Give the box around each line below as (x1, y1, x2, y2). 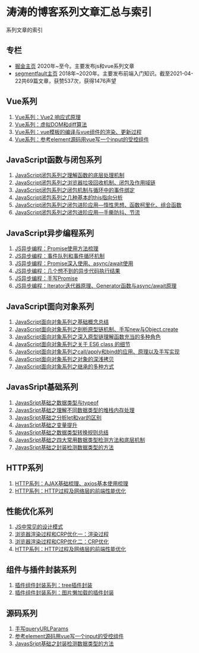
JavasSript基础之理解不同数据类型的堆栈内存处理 (14, 406, 135, 413)
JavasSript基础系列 (6, 382, 78, 392)
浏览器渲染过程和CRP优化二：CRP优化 (14, 538, 109, 545)
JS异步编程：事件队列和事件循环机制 (14, 253, 105, 260)
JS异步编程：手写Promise (14, 275, 78, 282)
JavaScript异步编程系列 (6, 228, 94, 238)
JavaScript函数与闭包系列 (6, 154, 102, 164)
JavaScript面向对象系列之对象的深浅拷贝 (14, 356, 115, 362)
